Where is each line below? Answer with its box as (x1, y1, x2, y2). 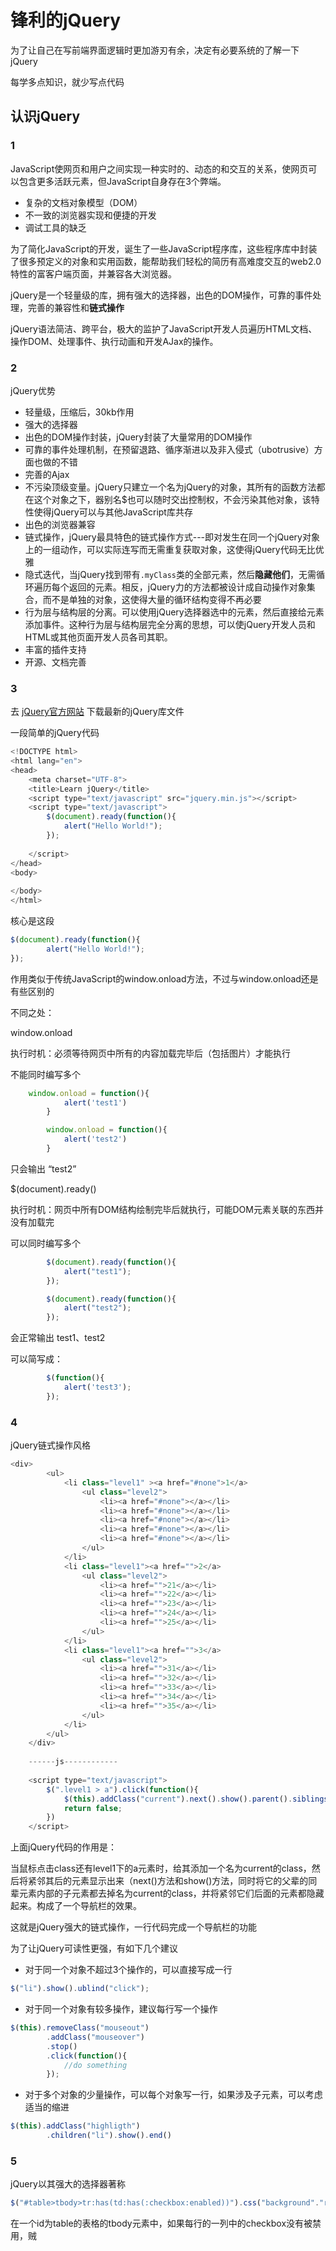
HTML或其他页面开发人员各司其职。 (24, 631, 173, 643)
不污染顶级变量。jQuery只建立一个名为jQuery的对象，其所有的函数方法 (24, 481, 317, 493)
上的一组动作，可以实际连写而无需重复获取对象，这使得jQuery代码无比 (24, 543, 316, 555)
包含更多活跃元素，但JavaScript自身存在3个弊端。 (18, 175, 227, 187)
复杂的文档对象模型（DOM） (24, 196, 143, 208)
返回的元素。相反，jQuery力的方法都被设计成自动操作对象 (68, 581, 307, 593)
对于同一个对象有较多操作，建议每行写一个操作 (24, 2003, 218, 2015)
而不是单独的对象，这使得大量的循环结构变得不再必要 (42, 593, 262, 605)
